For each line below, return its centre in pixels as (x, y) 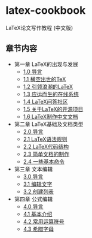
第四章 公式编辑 (33, 199)
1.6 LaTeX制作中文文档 (50, 116)
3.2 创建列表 (39, 191)
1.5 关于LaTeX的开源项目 (53, 109)
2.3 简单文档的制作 (46, 154)
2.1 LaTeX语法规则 (45, 139)
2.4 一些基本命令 (44, 161)
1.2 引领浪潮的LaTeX (48, 86)
